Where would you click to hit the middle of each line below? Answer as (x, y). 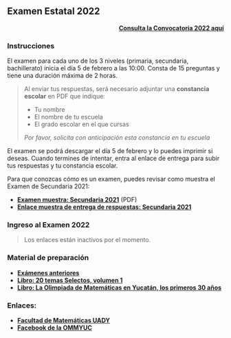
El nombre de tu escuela (68, 117)
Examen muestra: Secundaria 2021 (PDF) (77, 200)
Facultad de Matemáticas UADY (63, 320)
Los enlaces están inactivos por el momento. (87, 240)
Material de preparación (48, 258)
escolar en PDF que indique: (64, 97)
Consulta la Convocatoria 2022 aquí (172, 28)
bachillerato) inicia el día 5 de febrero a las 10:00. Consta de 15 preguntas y (113, 68)
